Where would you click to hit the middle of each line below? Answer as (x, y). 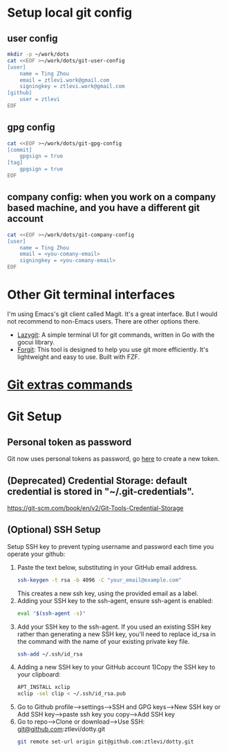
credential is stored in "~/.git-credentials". (101, 491)
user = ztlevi (40, 99)
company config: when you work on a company (112, 197)
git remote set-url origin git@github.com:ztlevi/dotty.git (105, 742)
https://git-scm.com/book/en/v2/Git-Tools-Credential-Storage (95, 508)
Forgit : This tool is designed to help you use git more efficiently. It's (113, 349)
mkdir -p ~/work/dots (38, 54)
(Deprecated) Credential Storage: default (97, 481)
